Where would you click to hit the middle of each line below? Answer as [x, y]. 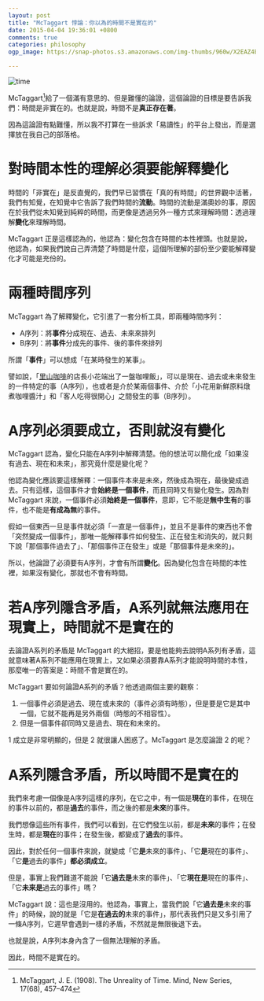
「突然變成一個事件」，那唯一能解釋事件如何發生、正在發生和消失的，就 [123, 537]
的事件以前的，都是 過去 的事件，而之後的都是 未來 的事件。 [101, 808]
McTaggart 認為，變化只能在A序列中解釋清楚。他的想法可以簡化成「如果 [125, 454]
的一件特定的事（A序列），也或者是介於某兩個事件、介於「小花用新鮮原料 [126, 386]
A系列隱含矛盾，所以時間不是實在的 [123, 775]
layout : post [29, 15]
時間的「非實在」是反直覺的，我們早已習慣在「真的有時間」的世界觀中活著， [132, 192]
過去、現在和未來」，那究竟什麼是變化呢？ [82, 464]
